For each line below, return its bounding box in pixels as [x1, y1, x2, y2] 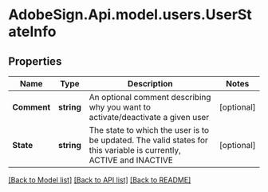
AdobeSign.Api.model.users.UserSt [8, 6, 253, 24]
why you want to [89, 102, 152, 113]
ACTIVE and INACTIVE [89, 154, 174, 166]
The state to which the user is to [89, 125, 210, 135]
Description [127, 78, 173, 89]
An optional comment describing [89, 92, 211, 102]
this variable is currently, [89, 145, 182, 155]
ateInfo [8, 22, 57, 41]
